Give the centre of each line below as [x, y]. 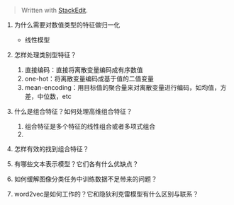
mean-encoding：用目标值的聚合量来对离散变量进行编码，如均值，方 [126, 87]
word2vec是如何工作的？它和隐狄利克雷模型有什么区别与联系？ [106, 194]
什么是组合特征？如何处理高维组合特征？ [73, 111]
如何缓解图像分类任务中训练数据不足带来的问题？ [85, 179]
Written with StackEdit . [55, 10]
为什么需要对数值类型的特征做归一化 [67, 25]
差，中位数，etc [48, 96]
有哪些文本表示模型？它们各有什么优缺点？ [76, 164]
